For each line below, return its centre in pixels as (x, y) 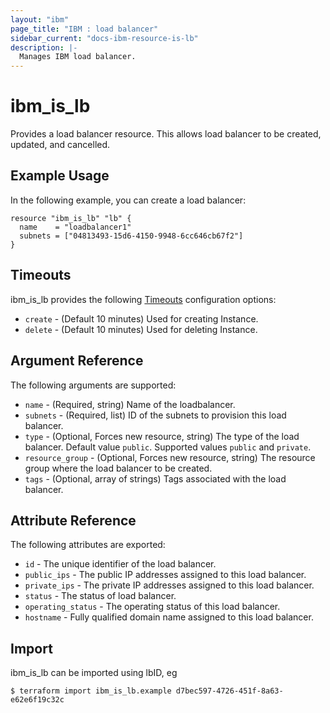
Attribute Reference (73, 520)
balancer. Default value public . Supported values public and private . (168, 447)
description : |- (44, 47)
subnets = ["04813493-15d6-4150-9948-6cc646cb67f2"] (131, 236)
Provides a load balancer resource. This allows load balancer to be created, (166, 134)
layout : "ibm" (40, 19)
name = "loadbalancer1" (75, 227)
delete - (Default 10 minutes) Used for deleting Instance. (141, 329)
